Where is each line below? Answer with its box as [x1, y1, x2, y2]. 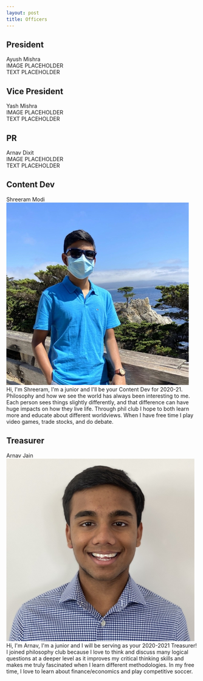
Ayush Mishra [6, 55, 41, 63]
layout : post [6, 10, 40, 16]
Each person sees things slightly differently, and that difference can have [6, 398, 189, 406]
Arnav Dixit [6, 149, 34, 156]
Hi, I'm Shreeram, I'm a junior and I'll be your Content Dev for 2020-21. [6, 385, 183, 393]
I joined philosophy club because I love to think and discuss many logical [6, 648, 188, 655]
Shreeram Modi [6, 195, 45, 203]
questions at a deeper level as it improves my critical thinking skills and [6, 654, 184, 662]
